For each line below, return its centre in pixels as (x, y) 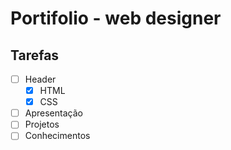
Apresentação (53, 113)
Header (40, 79)
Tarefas (35, 55)
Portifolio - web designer (116, 18)
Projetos (42, 124)
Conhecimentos (57, 136)
